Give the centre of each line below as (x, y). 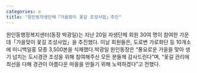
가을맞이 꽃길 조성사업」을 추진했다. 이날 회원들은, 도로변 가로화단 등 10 (99, 42)
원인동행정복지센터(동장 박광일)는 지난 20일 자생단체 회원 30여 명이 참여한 (92, 34)
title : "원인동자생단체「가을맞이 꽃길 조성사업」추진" (64, 17)
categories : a (24, 11)
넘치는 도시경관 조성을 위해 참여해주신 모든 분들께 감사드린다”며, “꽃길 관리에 (101, 57)
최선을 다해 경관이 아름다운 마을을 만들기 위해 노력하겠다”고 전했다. (83, 64)
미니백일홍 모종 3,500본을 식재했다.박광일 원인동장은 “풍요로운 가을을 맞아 (98, 49)
